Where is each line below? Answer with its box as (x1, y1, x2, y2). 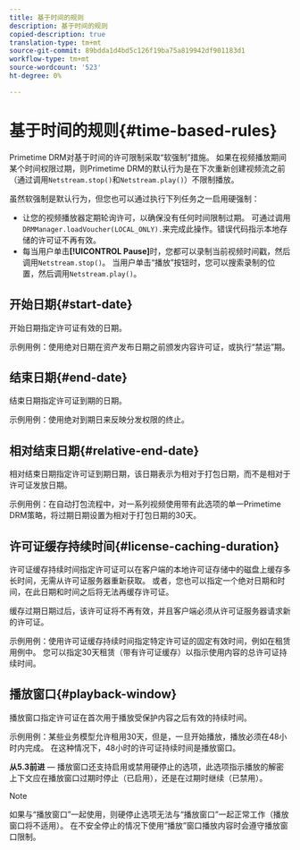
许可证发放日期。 (9, 480, 72, 490)
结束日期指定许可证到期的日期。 (9, 395, 127, 406)
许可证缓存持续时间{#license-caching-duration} (9, 539, 279, 554)
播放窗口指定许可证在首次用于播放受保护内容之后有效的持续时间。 (9, 712, 252, 723)
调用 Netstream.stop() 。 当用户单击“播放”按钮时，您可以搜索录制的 (21, 257, 268, 268)
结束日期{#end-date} (9, 370, 128, 385)
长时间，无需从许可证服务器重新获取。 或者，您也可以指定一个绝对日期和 (9, 574, 278, 586)
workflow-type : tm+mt (9, 55, 90, 64)
